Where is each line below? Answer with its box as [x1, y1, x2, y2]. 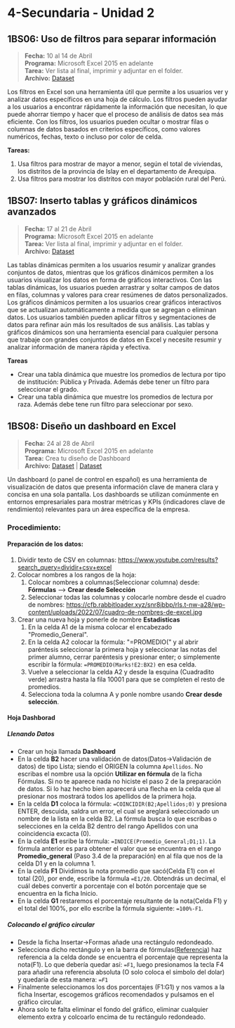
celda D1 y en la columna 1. [17, 859, 96, 868]
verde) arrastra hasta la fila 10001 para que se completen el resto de [27, 675, 225, 683]
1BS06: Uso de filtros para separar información [7, 33, 217, 45]
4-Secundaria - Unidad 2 [7, 5, 155, 21]
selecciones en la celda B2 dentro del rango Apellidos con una [17, 822, 199, 830]
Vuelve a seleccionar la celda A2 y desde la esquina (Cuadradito [27, 667, 215, 676]
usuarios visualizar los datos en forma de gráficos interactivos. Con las [7, 276, 213, 284]
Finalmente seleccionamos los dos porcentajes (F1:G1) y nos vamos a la [17, 983, 225, 991]
